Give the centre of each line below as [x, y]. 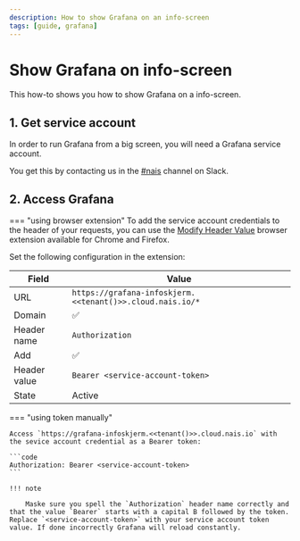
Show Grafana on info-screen [121, 70]
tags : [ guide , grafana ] [54, 26]
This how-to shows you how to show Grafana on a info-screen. [125, 95]
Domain [30, 315]
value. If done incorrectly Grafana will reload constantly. [125, 528]
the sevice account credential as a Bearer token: [105, 442]
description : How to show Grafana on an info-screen [109, 17]
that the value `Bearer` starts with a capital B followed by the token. [150, 512]
